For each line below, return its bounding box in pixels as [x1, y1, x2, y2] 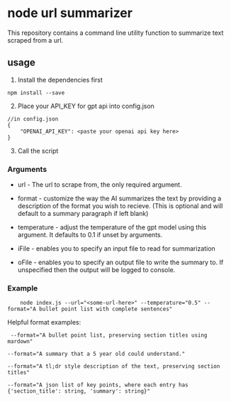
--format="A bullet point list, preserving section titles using [10, 332, 208, 339]
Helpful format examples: [7, 318, 81, 327]
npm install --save [7, 89, 65, 97]
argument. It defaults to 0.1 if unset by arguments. [17, 231, 163, 239]
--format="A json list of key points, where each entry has [7, 381, 189, 389]
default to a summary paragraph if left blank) [17, 210, 149, 218]
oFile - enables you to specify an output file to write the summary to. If [17, 258, 224, 267]
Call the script [17, 146, 59, 155]
